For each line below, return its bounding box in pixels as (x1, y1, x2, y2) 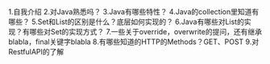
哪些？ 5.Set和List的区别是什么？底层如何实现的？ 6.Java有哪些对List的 (8, 17, 244, 26)
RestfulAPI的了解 (8, 47, 64, 56)
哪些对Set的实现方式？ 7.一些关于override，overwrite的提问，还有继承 (29, 27, 262, 36)
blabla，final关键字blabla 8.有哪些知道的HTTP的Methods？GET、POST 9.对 (8, 37, 260, 46)
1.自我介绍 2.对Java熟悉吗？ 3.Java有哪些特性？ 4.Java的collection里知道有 (8, 7, 260, 16)
